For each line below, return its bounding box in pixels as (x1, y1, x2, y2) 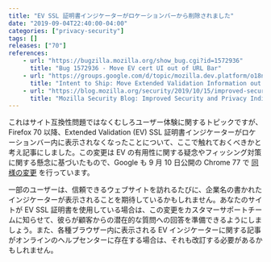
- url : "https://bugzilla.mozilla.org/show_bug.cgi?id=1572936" (23, 57, 244, 65)
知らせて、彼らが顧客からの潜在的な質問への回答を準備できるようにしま (22, 215, 262, 225)
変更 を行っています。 (22, 168, 94, 177)
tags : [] (8, 34, 38, 43)
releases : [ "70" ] (8, 42, 67, 50)
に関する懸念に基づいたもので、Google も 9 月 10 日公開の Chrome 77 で (8, 158, 250, 168)
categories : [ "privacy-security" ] (8, 27, 125, 35)
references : (8, 49, 48, 57)
